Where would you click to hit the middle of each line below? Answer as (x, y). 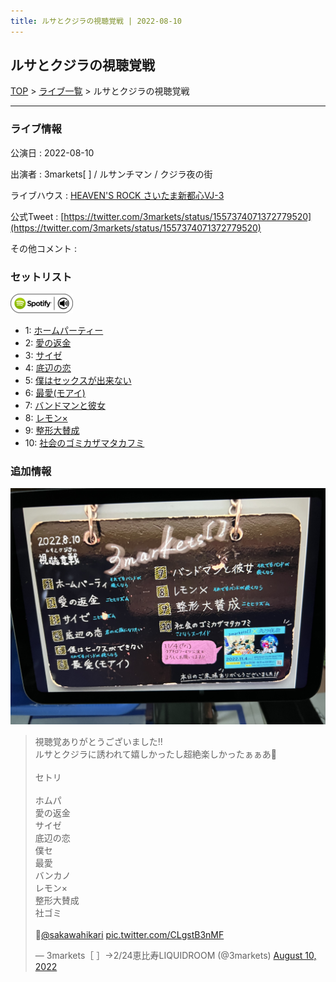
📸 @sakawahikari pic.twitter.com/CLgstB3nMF (129, 935)
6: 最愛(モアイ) (55, 393)
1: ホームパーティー (64, 331)
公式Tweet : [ (37, 216)
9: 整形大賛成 (52, 431)
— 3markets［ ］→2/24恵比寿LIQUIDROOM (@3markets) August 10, (175, 956)
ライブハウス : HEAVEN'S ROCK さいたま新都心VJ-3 (117, 195)
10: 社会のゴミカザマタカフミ (84, 443)
